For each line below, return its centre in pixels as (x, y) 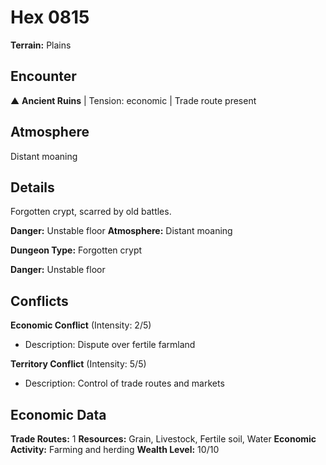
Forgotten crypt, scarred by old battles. (91, 212)
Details (32, 187)
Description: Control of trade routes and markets (124, 383)
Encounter (43, 76)
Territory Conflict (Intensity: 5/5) (78, 364)
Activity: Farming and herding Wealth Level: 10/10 (115, 449)
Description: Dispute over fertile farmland (110, 345)
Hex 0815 (50, 17)
